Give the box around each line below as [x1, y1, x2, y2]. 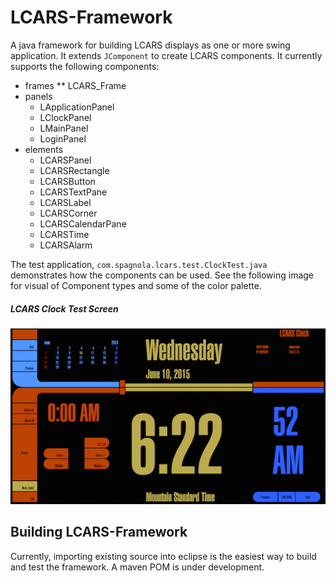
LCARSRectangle [39, 164, 110, 176]
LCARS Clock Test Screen [10, 302, 119, 315]
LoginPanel [39, 132, 87, 145]
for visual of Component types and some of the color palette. [10, 279, 262, 291]
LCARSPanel [39, 154, 92, 166]
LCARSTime [39, 228, 90, 240]
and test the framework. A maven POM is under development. [10, 561, 265, 573]
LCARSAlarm [39, 239, 93, 251]
